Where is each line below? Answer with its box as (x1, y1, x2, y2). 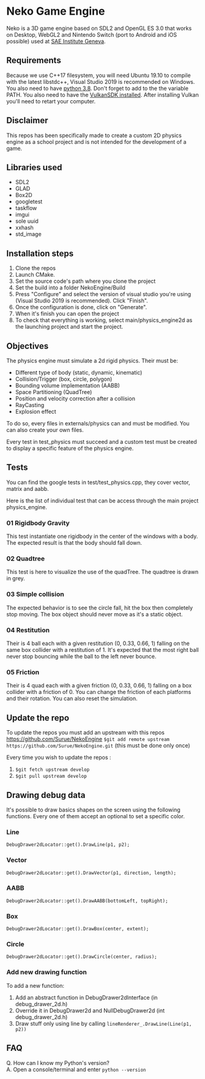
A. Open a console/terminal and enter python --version (6, 1066, 146, 1073)
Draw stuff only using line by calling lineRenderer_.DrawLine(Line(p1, (15, 1020, 192, 1027)
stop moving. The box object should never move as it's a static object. (6, 610, 183, 618)
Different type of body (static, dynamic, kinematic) (15, 369, 143, 376)
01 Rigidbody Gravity (6, 518, 70, 527)
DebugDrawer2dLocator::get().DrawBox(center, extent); (6, 926, 149, 932)
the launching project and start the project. (15, 323, 124, 330)
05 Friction (6, 668, 40, 676)
